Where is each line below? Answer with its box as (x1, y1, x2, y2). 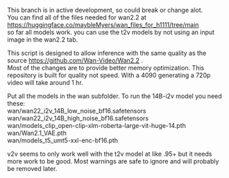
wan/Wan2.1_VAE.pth (7, 129, 67, 137)
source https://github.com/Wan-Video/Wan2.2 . (7, 56, 144, 65)
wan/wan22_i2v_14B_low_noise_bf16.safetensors (7, 107, 146, 115)
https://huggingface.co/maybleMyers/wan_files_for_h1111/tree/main (7, 21, 199, 29)
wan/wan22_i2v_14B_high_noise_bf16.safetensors (7, 114, 149, 122)
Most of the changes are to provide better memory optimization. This (7, 64, 205, 72)
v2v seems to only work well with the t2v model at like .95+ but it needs (7, 149, 212, 158)
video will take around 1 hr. (7, 79, 83, 86)
